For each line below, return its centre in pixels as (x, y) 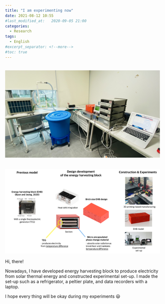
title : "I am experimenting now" (39, 10)
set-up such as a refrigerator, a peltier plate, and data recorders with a (76, 282)
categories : (17, 26)
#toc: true (16, 52)
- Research (21, 31)
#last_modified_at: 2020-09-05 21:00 (46, 21)
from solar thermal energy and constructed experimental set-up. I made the (82, 276)
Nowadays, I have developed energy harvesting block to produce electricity (82, 271)
